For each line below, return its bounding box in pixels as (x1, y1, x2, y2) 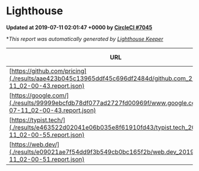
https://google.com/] (11, 91, 69, 99)
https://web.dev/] (11, 140, 60, 148)
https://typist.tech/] (11, 116, 66, 124)
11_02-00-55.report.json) (9, 131, 85, 139)
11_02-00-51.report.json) (9, 155, 85, 163)
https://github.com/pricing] (11, 66, 87, 75)
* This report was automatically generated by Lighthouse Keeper (6, 35, 163, 42)
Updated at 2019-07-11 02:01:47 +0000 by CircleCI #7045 (6, 24, 153, 31)
